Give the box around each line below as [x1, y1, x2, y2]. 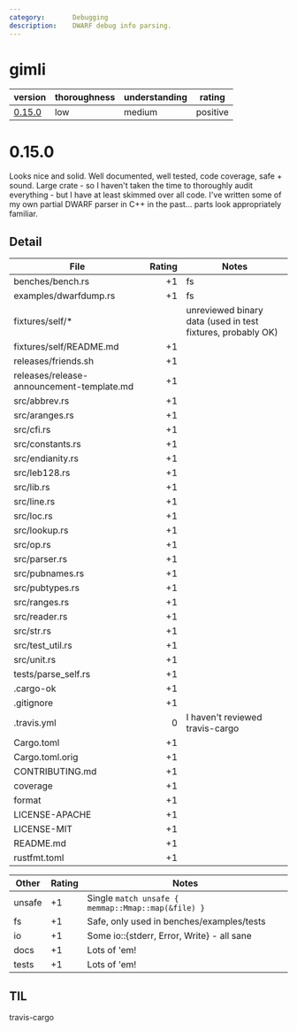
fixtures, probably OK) [186, 327, 278, 339]
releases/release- [13, 369, 88, 381]
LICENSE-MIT [13, 823, 73, 835]
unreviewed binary [186, 304, 263, 317]
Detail [9, 234, 42, 249]
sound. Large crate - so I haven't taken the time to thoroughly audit [9, 181, 254, 191]
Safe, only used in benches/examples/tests [87, 915, 266, 927]
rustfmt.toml [13, 851, 65, 864]
